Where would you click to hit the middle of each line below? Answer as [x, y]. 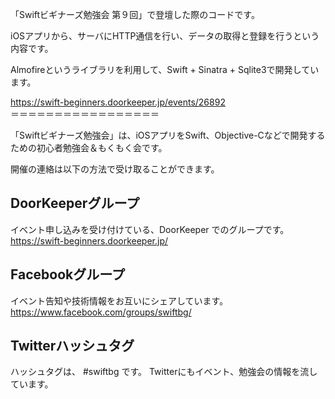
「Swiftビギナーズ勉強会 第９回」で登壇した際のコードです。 [135, 14]
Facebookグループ [67, 274]
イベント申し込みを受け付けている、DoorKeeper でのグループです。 [150, 229]
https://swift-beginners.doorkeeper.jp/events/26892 [118, 102]
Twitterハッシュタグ [72, 346]
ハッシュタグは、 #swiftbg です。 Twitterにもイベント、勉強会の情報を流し [164, 372]
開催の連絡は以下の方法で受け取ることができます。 [115, 169]
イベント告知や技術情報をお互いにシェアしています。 [119, 300]
